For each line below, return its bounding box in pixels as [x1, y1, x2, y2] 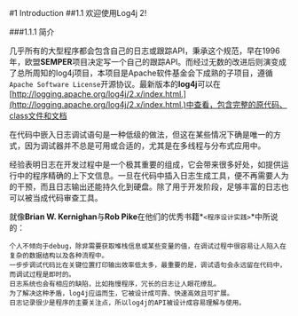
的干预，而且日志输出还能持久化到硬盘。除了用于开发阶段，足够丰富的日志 [9, 181, 281, 192]
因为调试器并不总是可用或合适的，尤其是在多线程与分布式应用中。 [24, 140, 266, 151]
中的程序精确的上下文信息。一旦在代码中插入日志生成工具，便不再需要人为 [16, 170, 289, 180]
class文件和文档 [9, 110, 68, 121]
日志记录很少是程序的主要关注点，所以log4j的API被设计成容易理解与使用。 [9, 298, 246, 307]
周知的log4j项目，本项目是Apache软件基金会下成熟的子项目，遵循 [32, 67, 273, 78]
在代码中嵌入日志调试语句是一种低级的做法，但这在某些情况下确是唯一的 [9, 130, 273, 139]
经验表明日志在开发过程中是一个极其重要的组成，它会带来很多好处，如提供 [9, 159, 281, 170]
